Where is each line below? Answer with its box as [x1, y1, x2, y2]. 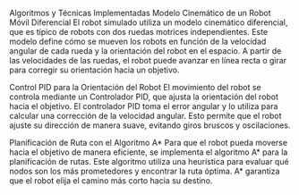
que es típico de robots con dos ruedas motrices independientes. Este [9, 27, 269, 37]
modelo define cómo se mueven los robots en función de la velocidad [9, 36, 267, 47]
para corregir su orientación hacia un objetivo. [9, 64, 180, 75]
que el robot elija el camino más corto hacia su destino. [9, 175, 213, 186]
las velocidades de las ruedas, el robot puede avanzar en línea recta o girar [9, 55, 287, 65]
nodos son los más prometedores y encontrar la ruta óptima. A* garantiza [9, 165, 280, 176]
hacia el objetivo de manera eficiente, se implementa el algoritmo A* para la [9, 147, 288, 157]
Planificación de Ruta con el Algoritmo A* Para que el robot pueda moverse [9, 138, 288, 148]
